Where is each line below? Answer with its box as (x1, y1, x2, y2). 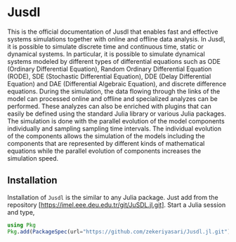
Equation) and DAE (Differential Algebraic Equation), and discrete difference (7, 79, 227, 88)
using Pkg (7, 222, 37, 229)
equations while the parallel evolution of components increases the (7, 147, 202, 155)
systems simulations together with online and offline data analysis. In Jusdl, (7, 34, 226, 43)
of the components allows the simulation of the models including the (7, 131, 205, 140)
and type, (7, 208, 35, 216)
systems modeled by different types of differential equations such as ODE (7, 57, 221, 65)
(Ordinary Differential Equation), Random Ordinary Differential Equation (7, 65, 212, 73)
